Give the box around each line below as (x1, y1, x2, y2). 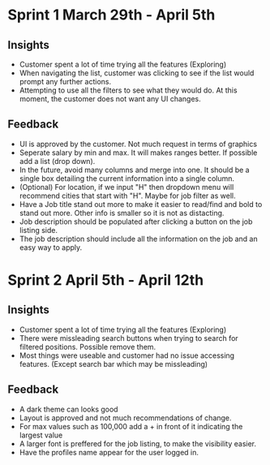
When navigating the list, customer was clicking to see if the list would (19, 68, 255, 78)
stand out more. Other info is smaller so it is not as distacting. (19, 208, 225, 217)
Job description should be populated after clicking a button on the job (19, 217, 253, 226)
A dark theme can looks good (19, 404, 118, 414)
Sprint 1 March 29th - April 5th (7, 6, 216, 24)
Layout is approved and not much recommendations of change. (19, 412, 232, 423)
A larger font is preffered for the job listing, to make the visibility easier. (19, 438, 257, 448)
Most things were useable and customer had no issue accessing (19, 351, 235, 360)
